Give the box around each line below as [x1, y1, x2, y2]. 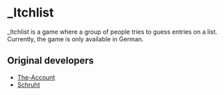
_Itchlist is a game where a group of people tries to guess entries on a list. [7, 28, 218, 36]
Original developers [7, 55, 95, 67]
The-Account [17, 73, 55, 81]
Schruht [17, 81, 40, 89]
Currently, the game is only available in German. [7, 34, 144, 43]
